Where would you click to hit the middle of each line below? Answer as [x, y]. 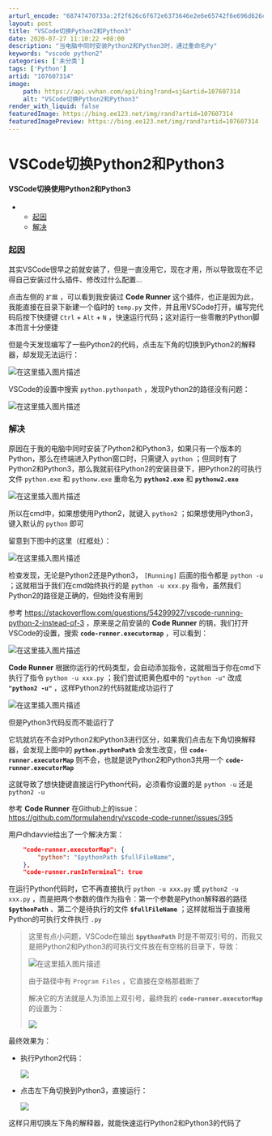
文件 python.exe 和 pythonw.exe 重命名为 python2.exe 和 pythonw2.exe [123, 479]
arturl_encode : [34, 16]
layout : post [30, 24]
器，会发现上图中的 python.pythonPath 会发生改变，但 [98, 749]
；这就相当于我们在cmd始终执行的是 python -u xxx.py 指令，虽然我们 [125, 585]
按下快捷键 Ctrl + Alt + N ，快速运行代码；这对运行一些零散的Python [137, 316]
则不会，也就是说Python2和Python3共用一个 [150, 759]
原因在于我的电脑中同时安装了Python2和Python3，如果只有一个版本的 [125, 448]
